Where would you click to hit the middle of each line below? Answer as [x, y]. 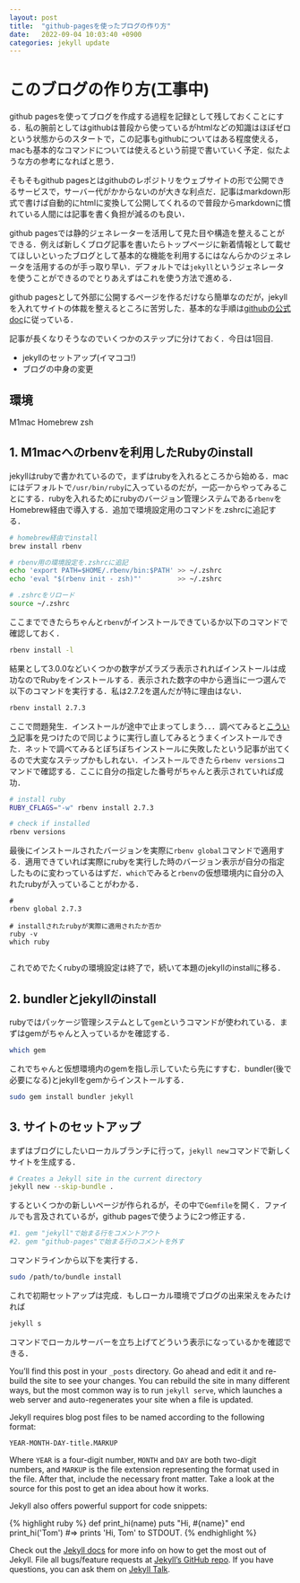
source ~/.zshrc [39, 604]
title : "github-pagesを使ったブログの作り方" [90, 26]
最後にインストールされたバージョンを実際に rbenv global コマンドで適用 [143, 850]
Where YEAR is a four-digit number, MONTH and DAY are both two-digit [133, 1459]
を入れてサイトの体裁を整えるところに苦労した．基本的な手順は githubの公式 [150, 308]
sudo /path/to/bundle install [66, 1277]
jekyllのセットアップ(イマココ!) [79, 358]
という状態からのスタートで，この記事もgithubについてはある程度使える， [146, 139]
